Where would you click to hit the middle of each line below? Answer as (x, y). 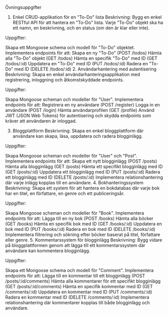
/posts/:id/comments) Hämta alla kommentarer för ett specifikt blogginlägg (83, 281)
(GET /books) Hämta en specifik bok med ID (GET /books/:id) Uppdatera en (84, 224)
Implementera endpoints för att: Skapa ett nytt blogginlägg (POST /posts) (81, 161)
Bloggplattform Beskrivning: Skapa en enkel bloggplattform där (78, 131)
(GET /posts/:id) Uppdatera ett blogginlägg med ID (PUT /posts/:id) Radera (83, 172)
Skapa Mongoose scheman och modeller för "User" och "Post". (71, 156)
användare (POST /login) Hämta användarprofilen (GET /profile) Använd (80, 110)
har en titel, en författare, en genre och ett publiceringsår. (65, 193)
